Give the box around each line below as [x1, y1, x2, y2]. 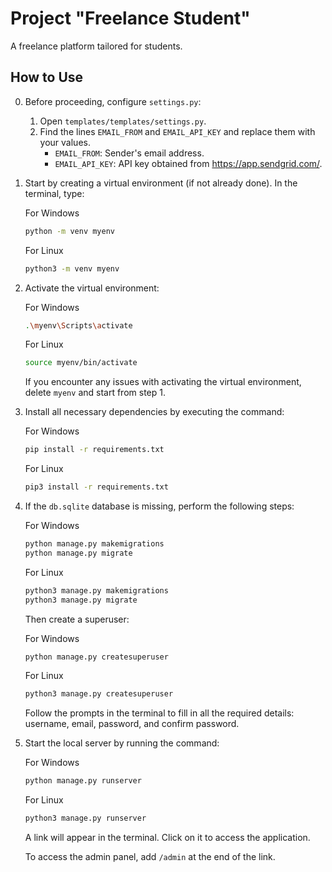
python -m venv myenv [24, 226, 115, 236]
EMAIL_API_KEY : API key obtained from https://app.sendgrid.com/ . [54, 157, 323, 169]
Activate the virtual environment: [24, 282, 160, 294]
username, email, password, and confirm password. [24, 718, 240, 730]
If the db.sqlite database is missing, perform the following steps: [24, 500, 295, 512]
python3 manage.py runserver [24, 813, 147, 824]
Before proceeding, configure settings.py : [24, 95, 202, 107]
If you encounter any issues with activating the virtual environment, [24, 376, 302, 388]
